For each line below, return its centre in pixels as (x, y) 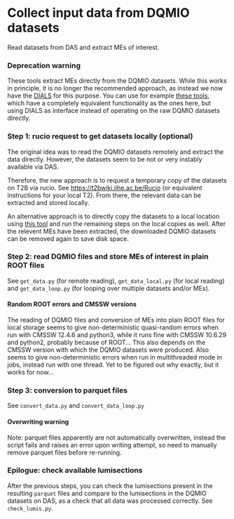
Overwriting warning (38, 421)
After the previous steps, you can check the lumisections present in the (110, 485)
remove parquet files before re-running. (64, 452)
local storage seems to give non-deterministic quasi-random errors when (113, 327)
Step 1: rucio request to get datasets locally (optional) (100, 136)
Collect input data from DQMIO (98, 13)
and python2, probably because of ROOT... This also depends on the (106, 343)
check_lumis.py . (30, 508)
